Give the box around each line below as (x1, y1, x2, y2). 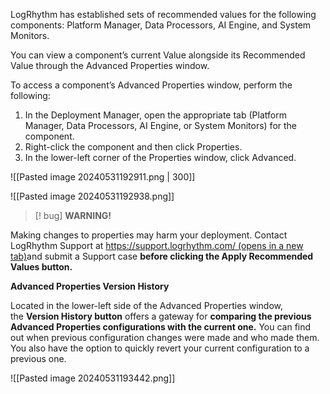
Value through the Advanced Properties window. (10, 60, 210, 71)
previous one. (10, 353, 67, 364)
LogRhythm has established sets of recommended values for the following (10, 9, 317, 20)
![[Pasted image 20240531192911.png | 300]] (10, 171, 196, 183)
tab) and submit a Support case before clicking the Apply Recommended (10, 250, 314, 262)
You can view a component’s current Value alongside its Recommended (10, 49, 306, 61)
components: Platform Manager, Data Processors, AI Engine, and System (10, 19, 312, 31)
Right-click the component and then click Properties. (24, 141, 243, 153)
